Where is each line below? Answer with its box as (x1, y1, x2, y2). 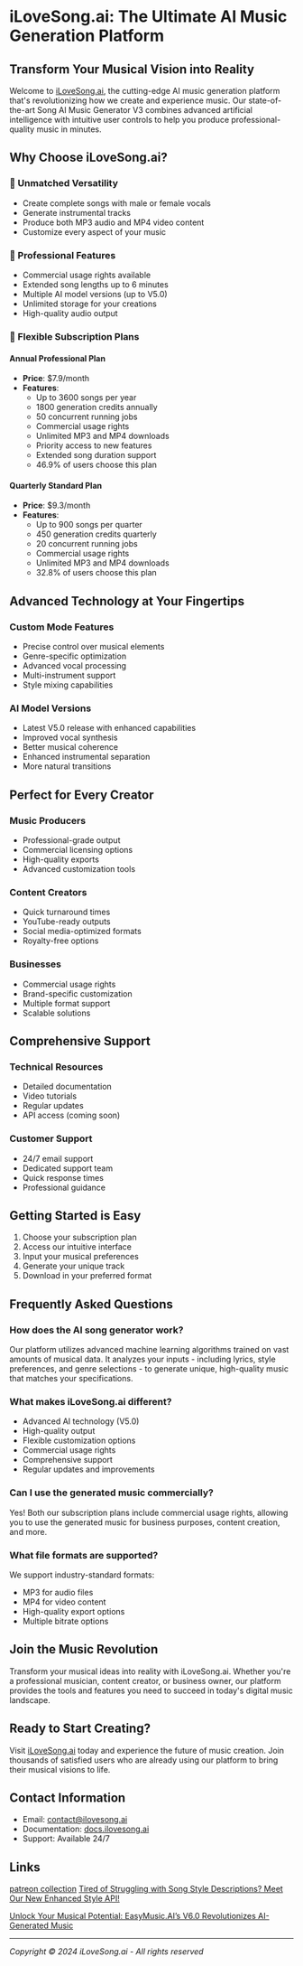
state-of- (247, 95, 282, 106)
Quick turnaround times (22, 906, 111, 918)
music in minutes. (36, 124, 102, 135)
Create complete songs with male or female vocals (22, 197, 212, 209)
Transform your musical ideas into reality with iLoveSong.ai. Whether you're (9, 1665, 291, 1677)
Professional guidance (22, 1182, 106, 1193)
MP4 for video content (22, 1596, 106, 1607)
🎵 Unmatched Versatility (9, 177, 119, 190)
